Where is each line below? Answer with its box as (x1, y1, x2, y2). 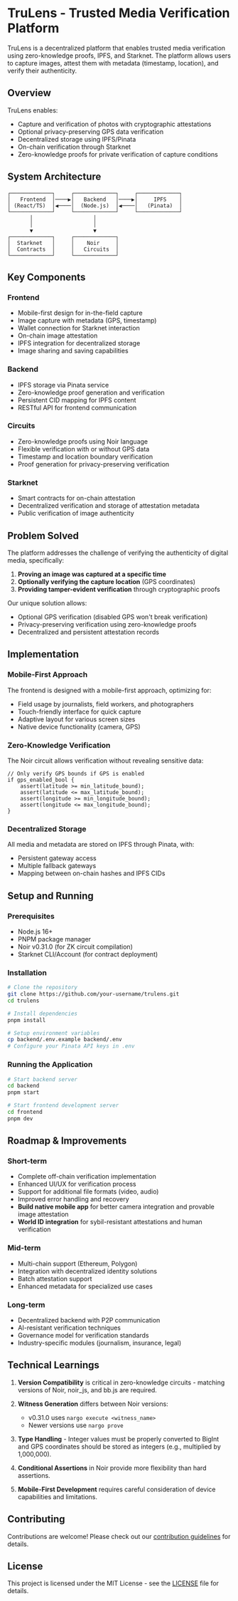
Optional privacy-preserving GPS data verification (17, 127, 164, 136)
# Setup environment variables (7, 1029, 100, 1037)
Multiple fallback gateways (17, 862, 97, 870)
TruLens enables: (7, 105, 58, 115)
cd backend (7, 1083, 40, 1090)
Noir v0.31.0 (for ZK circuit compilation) (17, 942, 133, 951)
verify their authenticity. (7, 66, 77, 75)
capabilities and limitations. (17, 1492, 98, 1501)
